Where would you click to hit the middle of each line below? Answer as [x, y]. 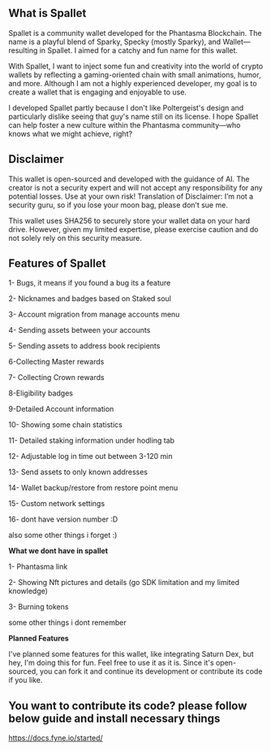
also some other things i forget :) [63, 535]
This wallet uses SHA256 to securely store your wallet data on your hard [129, 220]
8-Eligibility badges [41, 393]
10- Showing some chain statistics [66, 425]
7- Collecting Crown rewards [56, 378]
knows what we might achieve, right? [70, 133]
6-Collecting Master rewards [56, 362]
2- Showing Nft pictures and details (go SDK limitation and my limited [124, 583]
